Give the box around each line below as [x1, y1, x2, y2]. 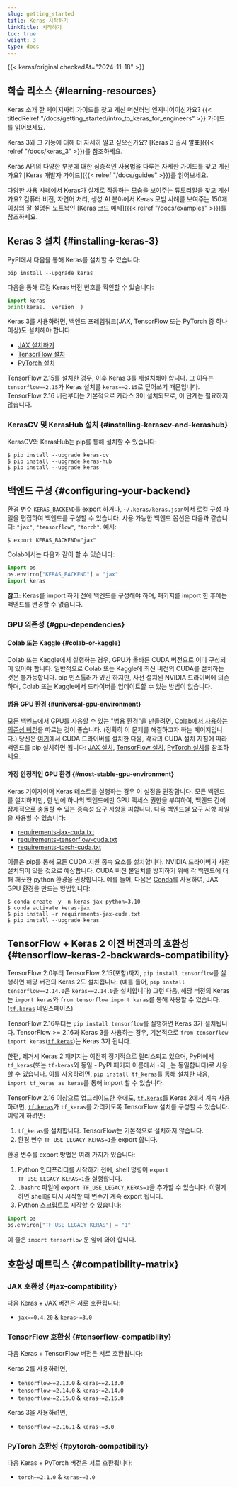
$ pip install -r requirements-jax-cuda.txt [7, 910, 141, 918]
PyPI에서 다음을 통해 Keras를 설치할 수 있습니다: [7, 255, 141, 264]
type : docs [7, 43, 40, 50]
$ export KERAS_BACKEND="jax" [7, 537, 97, 544]
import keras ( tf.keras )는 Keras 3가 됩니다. [7, 1037, 132, 1045]
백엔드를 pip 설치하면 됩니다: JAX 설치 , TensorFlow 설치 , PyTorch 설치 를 [7, 743, 210, 752]
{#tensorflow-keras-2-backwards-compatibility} [7, 949, 229, 961]
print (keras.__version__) [7, 303, 83, 310]
